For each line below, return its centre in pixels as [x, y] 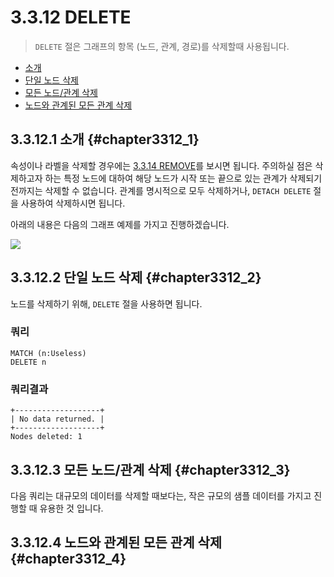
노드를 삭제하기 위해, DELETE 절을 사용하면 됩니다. [106, 303]
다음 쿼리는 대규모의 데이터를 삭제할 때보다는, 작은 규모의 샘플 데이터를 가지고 [161, 495]
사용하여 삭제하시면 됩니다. [73, 203]
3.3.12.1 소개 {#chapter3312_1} [105, 139]
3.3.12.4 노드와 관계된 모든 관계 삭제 [116, 542]
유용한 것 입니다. [71, 508]
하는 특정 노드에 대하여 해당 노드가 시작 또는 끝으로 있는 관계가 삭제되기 [183, 178]
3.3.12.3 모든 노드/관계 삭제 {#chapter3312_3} [150, 469]
